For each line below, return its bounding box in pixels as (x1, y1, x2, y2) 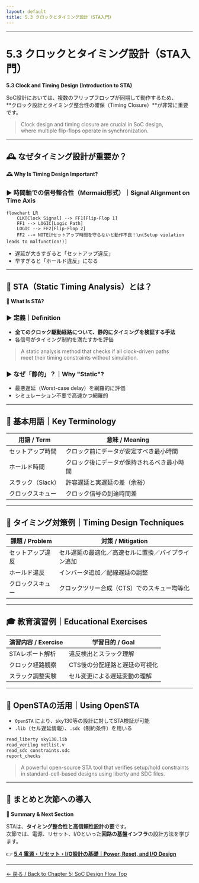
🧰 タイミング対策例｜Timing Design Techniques (6, 517, 184, 528)
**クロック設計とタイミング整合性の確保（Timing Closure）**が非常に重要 (6, 101, 188, 109)
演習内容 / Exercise (9, 639, 63, 647)
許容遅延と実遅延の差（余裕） (65, 478, 149, 487)
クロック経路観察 (9, 661, 57, 669)
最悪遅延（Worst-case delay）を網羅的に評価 (14, 384, 126, 392)
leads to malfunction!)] (6, 239, 68, 244)
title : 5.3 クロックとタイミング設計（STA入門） (6, 14, 114, 20)
